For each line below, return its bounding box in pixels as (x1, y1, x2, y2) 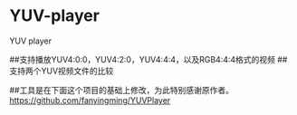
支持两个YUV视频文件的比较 (9, 65, 114, 76)
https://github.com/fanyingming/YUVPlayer (9, 94, 171, 105)
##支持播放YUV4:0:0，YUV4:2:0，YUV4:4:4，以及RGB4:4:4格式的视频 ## (9, 53, 288, 64)
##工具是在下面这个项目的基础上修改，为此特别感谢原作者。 (9, 84, 234, 95)
